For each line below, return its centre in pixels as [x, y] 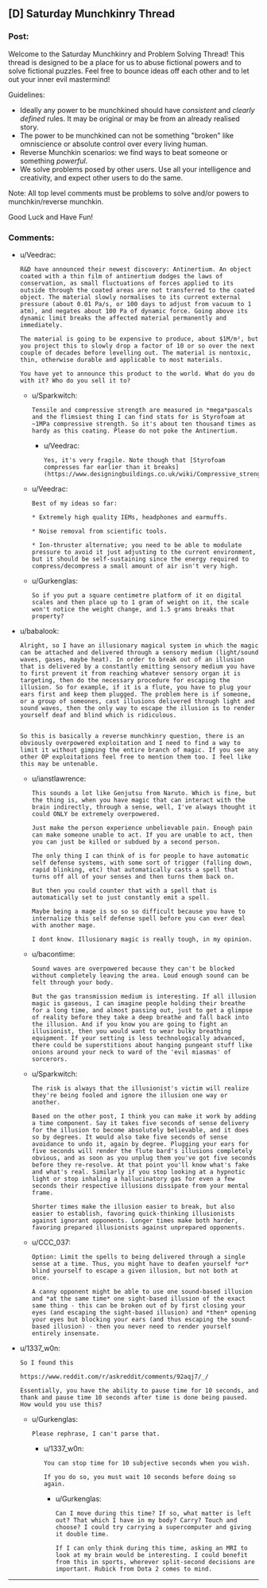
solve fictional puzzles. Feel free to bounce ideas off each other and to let [129, 71]
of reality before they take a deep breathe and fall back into [140, 1017]
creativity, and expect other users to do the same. [101, 177]
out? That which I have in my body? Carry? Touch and [146, 1520]
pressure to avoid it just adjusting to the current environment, [144, 552]
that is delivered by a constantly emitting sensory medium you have [137, 666]
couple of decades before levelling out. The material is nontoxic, [135, 353]
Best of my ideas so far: [74, 503]
